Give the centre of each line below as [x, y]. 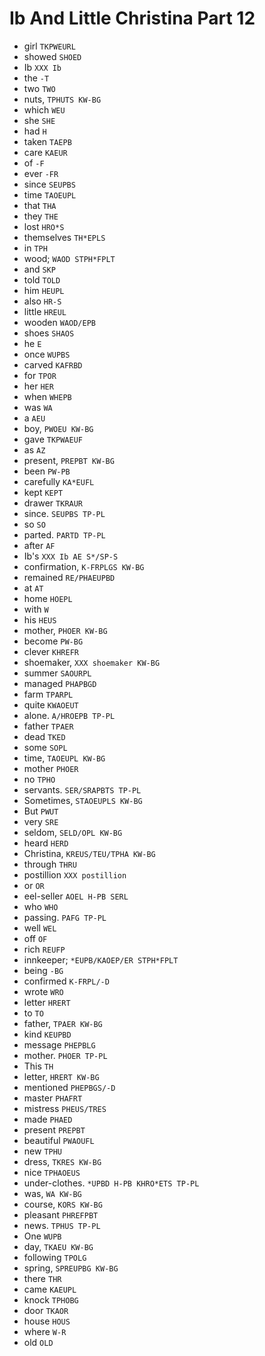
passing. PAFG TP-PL [65, 917]
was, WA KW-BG [52, 1193]
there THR [42, 1278]
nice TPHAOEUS [52, 1172]
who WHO [41, 906]
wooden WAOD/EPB [60, 322]
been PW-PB [47, 471]
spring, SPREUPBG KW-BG [71, 1268]
